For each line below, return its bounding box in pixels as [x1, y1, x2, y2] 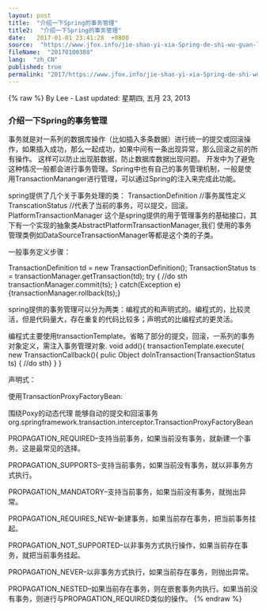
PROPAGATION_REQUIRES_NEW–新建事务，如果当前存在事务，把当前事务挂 [8, 514, 256, 523]
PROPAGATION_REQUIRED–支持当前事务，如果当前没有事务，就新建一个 [8, 433, 245, 443]
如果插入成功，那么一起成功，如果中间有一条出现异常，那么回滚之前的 [21, 144, 251, 154]
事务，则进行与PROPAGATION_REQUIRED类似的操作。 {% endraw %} [14, 594, 242, 603]
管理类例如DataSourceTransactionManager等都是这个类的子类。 [8, 230, 218, 240]
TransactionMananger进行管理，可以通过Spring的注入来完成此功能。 [14, 173, 240, 183]
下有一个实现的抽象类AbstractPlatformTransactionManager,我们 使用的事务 [8, 220, 252, 230]
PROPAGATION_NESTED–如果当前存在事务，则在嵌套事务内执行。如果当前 [8, 583, 251, 594]
